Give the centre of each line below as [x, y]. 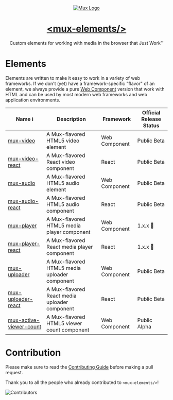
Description [71, 119]
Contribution [33, 353]
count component [68, 329]
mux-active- [24, 320]
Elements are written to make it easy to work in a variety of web [73, 78]
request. [14, 372]
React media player [70, 247]
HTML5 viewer [64, 323]
